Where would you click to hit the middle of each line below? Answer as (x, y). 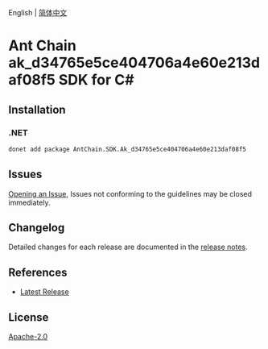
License (29, 317)
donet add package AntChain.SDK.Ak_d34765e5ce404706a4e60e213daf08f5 (128, 149)
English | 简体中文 (38, 12)
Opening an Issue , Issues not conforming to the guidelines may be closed (130, 193)
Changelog (37, 228)
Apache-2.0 (28, 337)
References (38, 272)
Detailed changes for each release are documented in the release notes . (128, 247)
